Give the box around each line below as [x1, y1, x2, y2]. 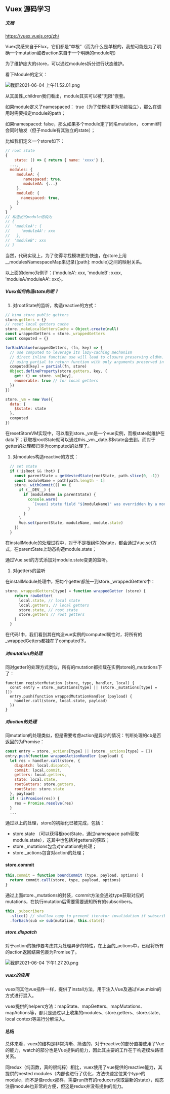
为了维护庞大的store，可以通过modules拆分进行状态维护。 [5, 60, 127, 67]
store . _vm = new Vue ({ [5, 396, 53, 402]
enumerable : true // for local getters [14, 378, 99, 383]
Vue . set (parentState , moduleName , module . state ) [18, 520, 123, 525]
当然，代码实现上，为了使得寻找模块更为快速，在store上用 [5, 252, 127, 258]
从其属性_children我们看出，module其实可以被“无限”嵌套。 [5, 93, 128, 99]
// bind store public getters [5, 312, 69, 317]
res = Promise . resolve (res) [14, 801, 73, 806]
